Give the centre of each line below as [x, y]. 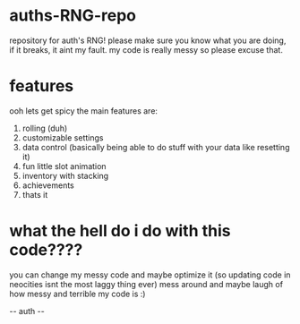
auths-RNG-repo [73, 16]
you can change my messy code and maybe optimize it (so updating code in [150, 275]
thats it [35, 194]
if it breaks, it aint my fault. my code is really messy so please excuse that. [146, 49]
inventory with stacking [65, 175]
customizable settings [63, 137]
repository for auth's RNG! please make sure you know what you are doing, [148, 40]
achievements [48, 185]
